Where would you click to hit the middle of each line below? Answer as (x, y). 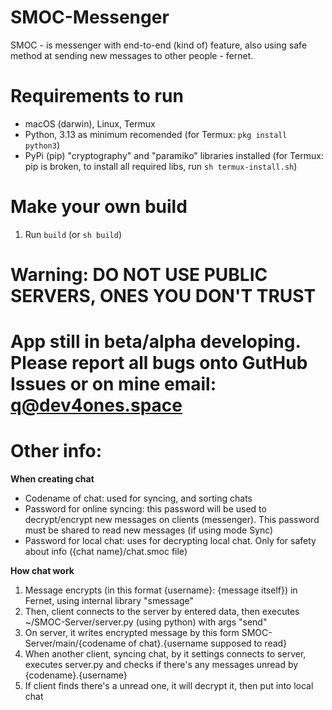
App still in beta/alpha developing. (155, 342)
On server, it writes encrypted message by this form (132, 633)
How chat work (42, 571)
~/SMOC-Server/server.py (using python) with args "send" (146, 622)
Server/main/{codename (75, 643)
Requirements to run (97, 96)
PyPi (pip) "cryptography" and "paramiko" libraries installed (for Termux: (174, 155)
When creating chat (52, 479)
